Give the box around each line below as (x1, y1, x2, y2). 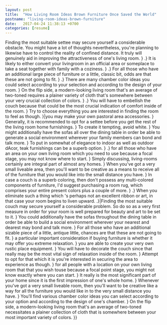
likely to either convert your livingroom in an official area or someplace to (5, 61, 155, 67)
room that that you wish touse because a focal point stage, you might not (5, 267, 155, 273)
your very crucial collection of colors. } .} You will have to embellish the (5, 98, 151, 104)
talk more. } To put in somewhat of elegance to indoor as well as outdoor (5, 140, 154, 146)
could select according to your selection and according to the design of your (5, 82, 162, 88)
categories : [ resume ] (5, 26, 50, 31)
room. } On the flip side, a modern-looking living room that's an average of (5, 87, 158, 93)
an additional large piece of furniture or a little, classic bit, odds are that (5, 71, 152, 77)
